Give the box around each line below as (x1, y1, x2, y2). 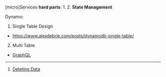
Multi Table (12, 42, 36, 48)
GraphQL (12, 52, 31, 58)
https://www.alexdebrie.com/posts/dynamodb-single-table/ (12, 33, 134, 38)
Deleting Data (12, 66, 41, 72)
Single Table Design (12, 23, 53, 29)
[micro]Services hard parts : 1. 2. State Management (5, 4, 113, 10)
